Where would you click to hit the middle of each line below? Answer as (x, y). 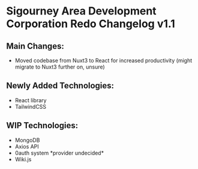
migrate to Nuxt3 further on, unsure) (60, 67)
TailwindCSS (31, 106)
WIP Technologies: (42, 125)
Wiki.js (23, 159)
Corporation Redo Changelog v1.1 (91, 24)
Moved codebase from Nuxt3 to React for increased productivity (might (103, 60)
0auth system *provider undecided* (59, 153)
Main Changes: (35, 46)
